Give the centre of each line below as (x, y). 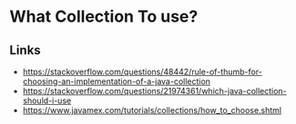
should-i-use (47, 100)
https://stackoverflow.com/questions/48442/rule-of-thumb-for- (142, 72)
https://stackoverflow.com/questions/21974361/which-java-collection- (154, 91)
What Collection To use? (104, 17)
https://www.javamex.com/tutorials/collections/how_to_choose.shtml (152, 110)
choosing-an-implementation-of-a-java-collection (117, 81)
